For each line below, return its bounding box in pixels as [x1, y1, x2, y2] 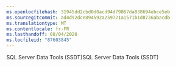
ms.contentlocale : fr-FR [6, 25, 69, 32]
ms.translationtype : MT [6, 20, 67, 26]
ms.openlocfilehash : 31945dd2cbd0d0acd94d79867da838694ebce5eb [6, 8, 171, 15]
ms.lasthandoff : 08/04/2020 [6, 31, 78, 38]
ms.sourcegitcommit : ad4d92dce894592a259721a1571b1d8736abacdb [6, 15, 171, 21]
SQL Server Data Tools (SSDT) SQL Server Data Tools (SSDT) [6, 54, 159, 61]
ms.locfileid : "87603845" [6, 37, 72, 43]
